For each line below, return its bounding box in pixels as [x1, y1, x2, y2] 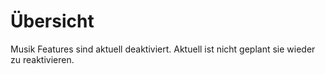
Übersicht [10, 10, 95, 33]
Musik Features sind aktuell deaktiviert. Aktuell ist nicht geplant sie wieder [10, 43, 316, 55]
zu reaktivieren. [10, 53, 75, 65]
